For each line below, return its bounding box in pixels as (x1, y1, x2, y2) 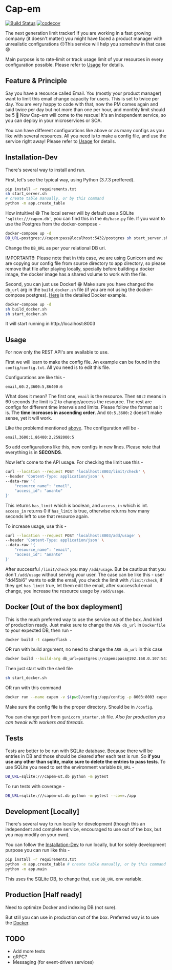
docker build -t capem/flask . (5, 637, 72, 642)
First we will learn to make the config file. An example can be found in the (5, 359, 160, 365)
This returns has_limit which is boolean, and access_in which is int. (5, 502, 148, 508)
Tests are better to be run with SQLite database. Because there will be (5, 748, 153, 754)
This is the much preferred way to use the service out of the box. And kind (5, 616, 162, 623)
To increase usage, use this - (5, 523, 67, 529)
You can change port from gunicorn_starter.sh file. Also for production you (5, 714, 165, 720)
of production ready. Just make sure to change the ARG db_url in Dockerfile (5, 622, 166, 628)
